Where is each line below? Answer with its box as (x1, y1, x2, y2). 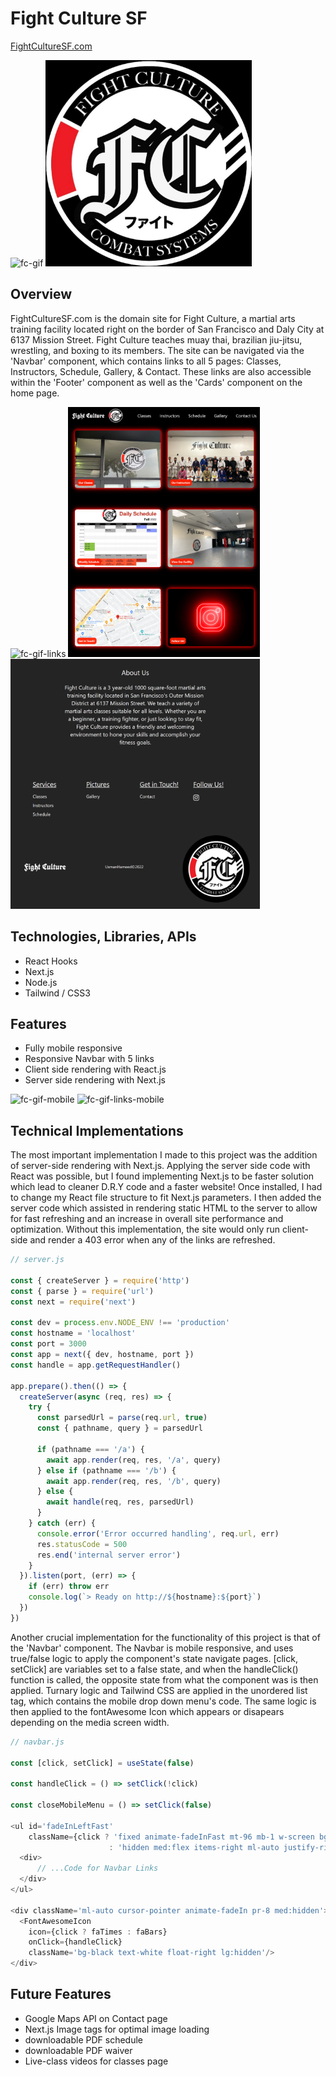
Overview (10, 286, 73, 303)
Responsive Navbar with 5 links (24, 1053, 155, 1065)
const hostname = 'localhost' (10, 1328, 137, 1339)
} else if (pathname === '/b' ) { (36, 1465, 177, 1476)
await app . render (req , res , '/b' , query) (46, 1476, 222, 1486)
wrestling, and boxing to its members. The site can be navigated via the (10, 344, 305, 356)
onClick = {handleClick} (28, 1937, 123, 1947)
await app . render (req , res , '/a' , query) (46, 1455, 222, 1465)
